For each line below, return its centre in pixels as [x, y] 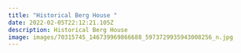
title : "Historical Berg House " [63, 15]
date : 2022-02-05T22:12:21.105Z [61, 23]
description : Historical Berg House [68, 30]
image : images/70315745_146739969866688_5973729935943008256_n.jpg [121, 37]
